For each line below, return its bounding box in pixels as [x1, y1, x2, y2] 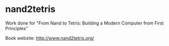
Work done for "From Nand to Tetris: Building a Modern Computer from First [5, 20, 164, 26]
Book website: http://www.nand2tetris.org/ [5, 35, 95, 41]
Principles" [5, 25, 28, 31]
